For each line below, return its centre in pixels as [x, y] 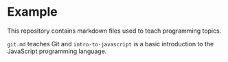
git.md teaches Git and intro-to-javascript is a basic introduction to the [111, 44]
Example [32, 12]
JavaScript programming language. [57, 51]
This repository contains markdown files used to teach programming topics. [114, 31]
